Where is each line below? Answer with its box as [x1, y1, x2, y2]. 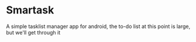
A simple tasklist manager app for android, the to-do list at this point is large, [6, 23, 191, 30]
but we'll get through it [6, 29, 61, 36]
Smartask [6, 3, 54, 17]
